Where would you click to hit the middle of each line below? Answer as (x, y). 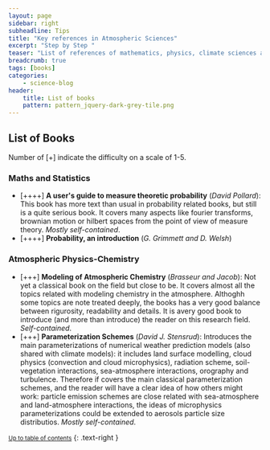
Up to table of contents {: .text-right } (63, 437)
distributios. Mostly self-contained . (78, 422)
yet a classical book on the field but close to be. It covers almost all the (137, 285)
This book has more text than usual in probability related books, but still (138, 204)
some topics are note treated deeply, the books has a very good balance (140, 302)
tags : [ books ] (32, 68)
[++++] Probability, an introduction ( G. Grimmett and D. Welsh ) (126, 239)
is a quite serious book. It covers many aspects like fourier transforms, (136, 213)
